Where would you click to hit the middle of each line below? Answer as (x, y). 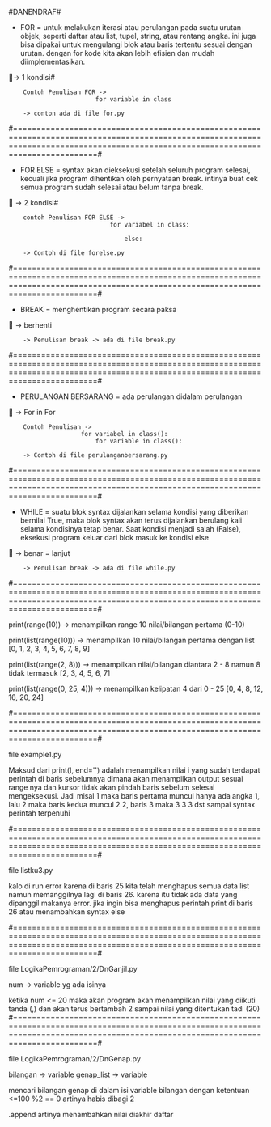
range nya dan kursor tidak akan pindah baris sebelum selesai (112, 787)
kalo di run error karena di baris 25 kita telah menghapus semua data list (129, 886)
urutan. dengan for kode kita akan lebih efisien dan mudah (117, 53)
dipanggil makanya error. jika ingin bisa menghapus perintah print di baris (131, 903)
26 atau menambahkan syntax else (67, 912)
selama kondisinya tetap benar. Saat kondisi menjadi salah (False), (130, 529)
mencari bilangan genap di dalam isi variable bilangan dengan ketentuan (129, 1090)
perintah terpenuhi (39, 813)
